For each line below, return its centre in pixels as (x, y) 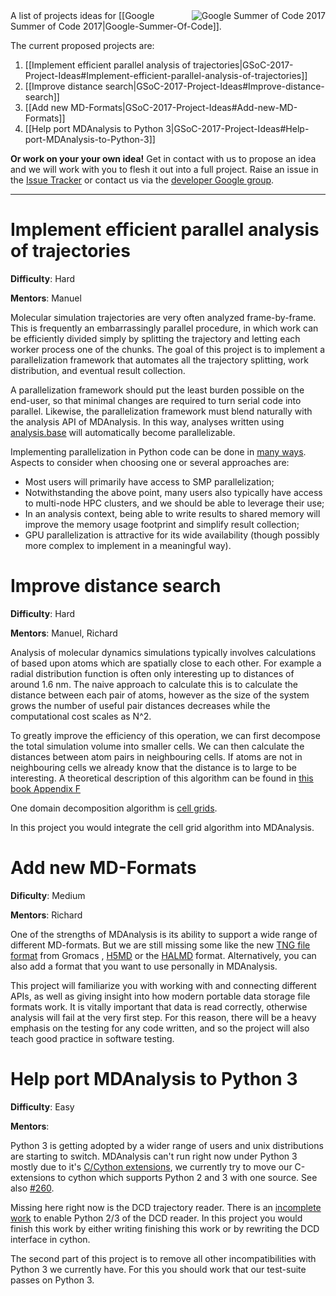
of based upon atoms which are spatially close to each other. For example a (166, 663)
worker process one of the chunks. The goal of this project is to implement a (168, 349)
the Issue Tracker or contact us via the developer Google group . (142, 180)
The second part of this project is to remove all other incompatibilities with (163, 1258)
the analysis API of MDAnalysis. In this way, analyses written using (147, 421)
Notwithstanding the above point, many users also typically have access (173, 492)
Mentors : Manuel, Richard (64, 633)
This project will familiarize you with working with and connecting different (163, 985)
